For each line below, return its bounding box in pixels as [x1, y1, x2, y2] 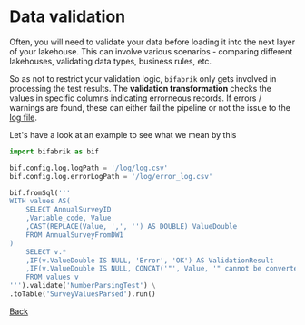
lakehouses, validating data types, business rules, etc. [9, 55, 212, 66]
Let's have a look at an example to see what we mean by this [9, 129, 237, 140]
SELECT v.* [25, 247, 67, 256]
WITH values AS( [9, 197, 71, 206]
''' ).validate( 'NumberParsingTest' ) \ [9, 281, 156, 291]
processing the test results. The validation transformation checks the [9, 83, 272, 94]
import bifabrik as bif [9, 147, 100, 156]
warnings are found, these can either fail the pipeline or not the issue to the [9, 102, 290, 113]
